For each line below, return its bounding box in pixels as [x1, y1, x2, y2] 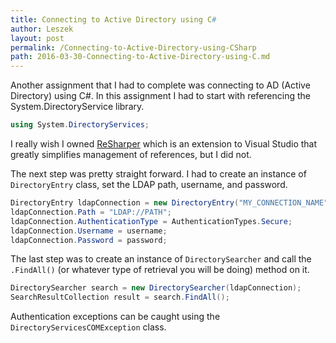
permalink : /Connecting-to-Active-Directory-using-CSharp [10, 42, 257, 53]
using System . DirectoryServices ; [10, 120, 150, 130]
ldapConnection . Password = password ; [10, 235, 168, 245]
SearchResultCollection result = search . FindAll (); [10, 292, 230, 303]
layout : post [10, 33, 65, 43]
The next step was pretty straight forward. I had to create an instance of [10, 168, 307, 180]
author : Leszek [10, 24, 74, 34]
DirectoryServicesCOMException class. [10, 321, 167, 333]
